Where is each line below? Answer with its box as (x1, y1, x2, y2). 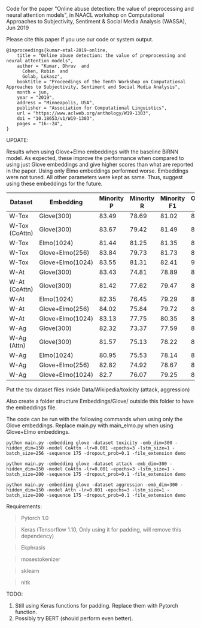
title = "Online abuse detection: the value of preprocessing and (17, 53, 186, 59)
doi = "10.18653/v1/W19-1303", (17, 116, 95, 122)
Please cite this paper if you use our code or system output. (6, 36, 154, 43)
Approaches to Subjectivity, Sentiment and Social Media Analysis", (6, 84, 181, 90)
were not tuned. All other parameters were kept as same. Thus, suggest (6, 174, 183, 180)
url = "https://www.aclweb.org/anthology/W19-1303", (17, 110, 151, 116)
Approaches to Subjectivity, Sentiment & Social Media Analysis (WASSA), (6, 18, 187, 25)
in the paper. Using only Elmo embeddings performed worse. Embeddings (6, 167, 188, 174)
